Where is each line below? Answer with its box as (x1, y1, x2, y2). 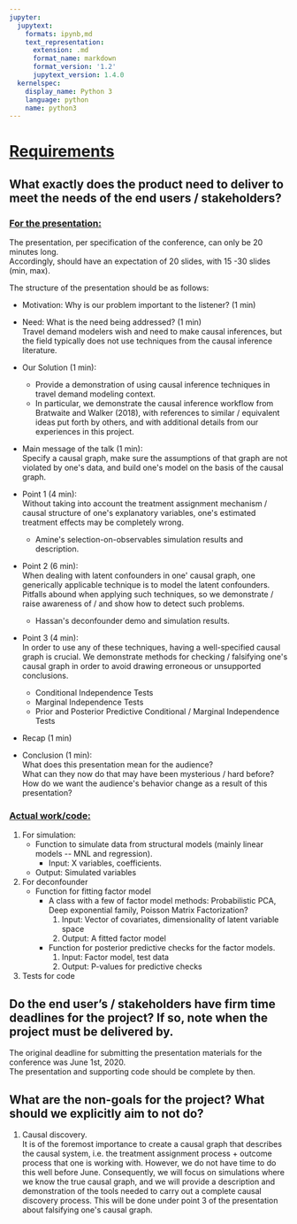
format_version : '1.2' (32, 63, 117, 72)
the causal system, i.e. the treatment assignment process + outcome (21, 1148, 272, 1159)
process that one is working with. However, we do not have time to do (21, 1158, 277, 1168)
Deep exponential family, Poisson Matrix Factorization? (48, 905, 249, 916)
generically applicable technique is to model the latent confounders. (21, 580, 270, 590)
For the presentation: (9, 217, 102, 229)
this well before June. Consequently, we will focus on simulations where (21, 1167, 286, 1178)
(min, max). (9, 266, 50, 276)
